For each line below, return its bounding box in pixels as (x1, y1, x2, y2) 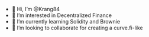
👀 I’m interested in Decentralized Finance (11, 12, 112, 19)
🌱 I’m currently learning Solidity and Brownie (11, 18, 120, 25)
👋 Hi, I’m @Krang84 (11, 6, 60, 12)
